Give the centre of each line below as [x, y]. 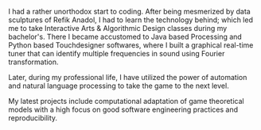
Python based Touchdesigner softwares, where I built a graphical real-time [131, 45]
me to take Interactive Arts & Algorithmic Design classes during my [118, 28]
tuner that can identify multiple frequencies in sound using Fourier [117, 54]
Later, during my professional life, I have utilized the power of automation [128, 77]
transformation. [33, 62]
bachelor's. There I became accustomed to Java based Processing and [125, 36]
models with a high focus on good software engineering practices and [123, 109]
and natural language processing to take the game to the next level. [119, 86]
